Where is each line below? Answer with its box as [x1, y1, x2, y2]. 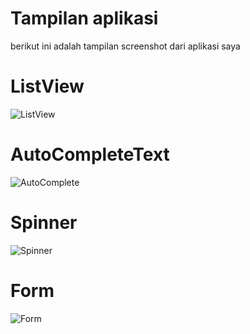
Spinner [10, 212, 78, 234]
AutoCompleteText [10, 143, 170, 166]
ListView [10, 75, 85, 98]
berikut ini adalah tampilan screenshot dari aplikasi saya [10, 40, 241, 52]
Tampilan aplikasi [10, 7, 159, 30]
